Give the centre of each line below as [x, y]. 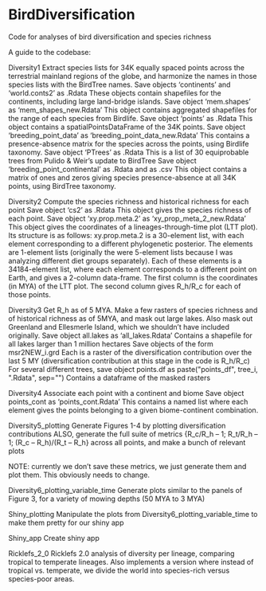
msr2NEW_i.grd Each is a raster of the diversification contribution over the [130, 352]
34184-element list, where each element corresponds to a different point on [133, 269]
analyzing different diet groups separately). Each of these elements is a [125, 260]
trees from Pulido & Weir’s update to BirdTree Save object [102, 160]
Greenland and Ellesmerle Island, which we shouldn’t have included [119, 327]
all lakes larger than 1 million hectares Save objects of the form [111, 343]
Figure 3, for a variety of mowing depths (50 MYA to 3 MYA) [107, 499]
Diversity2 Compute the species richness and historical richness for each [129, 202]
